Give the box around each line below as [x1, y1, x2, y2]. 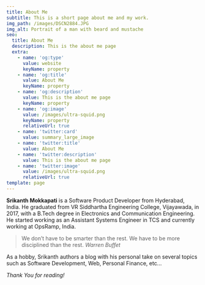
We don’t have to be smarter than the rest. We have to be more [21, 234, 181, 242]
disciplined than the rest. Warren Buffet [21, 241, 121, 248]
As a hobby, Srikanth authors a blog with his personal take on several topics [6, 253, 198, 260]
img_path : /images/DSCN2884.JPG [6, 20, 89, 26]
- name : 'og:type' [17, 55, 64, 61]
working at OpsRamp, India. [6, 222, 76, 230]
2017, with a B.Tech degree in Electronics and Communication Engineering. [6, 210, 195, 217]
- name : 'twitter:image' [17, 163, 81, 169]
